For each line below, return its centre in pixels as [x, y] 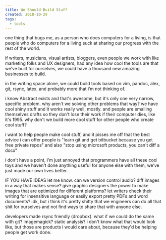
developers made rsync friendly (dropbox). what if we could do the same [80, 217]
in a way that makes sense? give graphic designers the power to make [77, 186]
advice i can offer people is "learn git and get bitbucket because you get [79, 140]
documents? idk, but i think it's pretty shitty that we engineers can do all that [83, 202]
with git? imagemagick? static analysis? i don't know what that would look [80, 222]
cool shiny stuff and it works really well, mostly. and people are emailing [79, 109]
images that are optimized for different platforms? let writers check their [79, 191]
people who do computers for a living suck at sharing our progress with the [82, 43]
